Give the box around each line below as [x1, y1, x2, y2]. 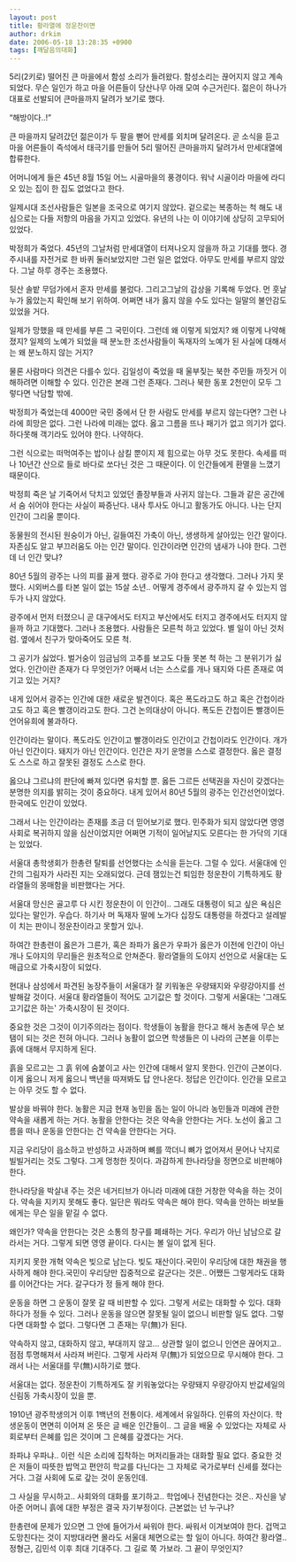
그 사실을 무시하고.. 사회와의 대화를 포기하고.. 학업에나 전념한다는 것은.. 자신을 [9, 1491, 277, 1502]
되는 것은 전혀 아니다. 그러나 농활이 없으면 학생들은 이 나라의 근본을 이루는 [25, 1033, 280, 1044]
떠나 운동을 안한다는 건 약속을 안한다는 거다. [25, 1126, 177, 1137]
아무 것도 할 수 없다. [18, 1084, 87, 1095]
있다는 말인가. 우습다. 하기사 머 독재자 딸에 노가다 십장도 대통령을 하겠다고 [9, 910, 263, 921]
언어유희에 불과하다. [9, 716, 78, 727]
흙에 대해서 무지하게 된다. [9, 1044, 97, 1054]
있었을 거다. [9, 307, 50, 317]
